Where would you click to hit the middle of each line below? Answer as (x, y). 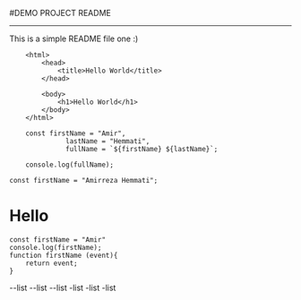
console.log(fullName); (70, 165)
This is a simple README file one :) (74, 39)
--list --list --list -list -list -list (63, 287)
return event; (52, 263)
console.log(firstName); (56, 247)
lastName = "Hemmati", (108, 141)
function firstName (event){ (64, 255)
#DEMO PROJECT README (60, 13)
